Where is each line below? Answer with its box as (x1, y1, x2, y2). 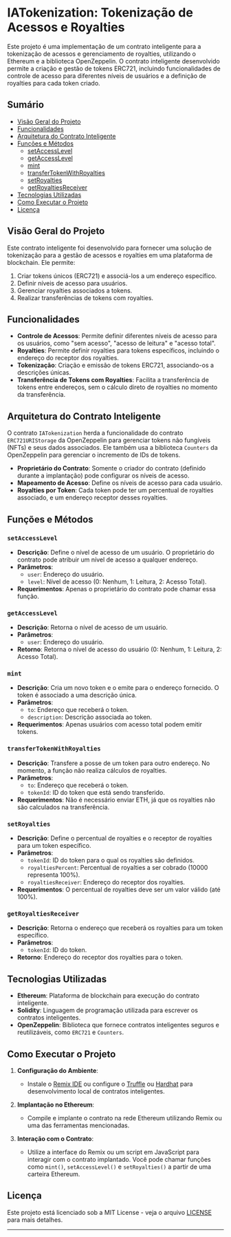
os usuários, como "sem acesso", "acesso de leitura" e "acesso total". (16, 339, 217, 348)
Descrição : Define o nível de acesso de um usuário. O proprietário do (16, 548, 214, 556)
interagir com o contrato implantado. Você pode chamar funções (27, 1155, 211, 1163)
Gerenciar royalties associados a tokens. (16, 286, 133, 295)
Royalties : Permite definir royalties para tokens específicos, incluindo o (16, 346, 220, 355)
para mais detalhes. (7, 1216, 63, 1224)
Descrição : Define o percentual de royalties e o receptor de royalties (16, 834, 212, 842)
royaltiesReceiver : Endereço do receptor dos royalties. (27, 878, 186, 887)
